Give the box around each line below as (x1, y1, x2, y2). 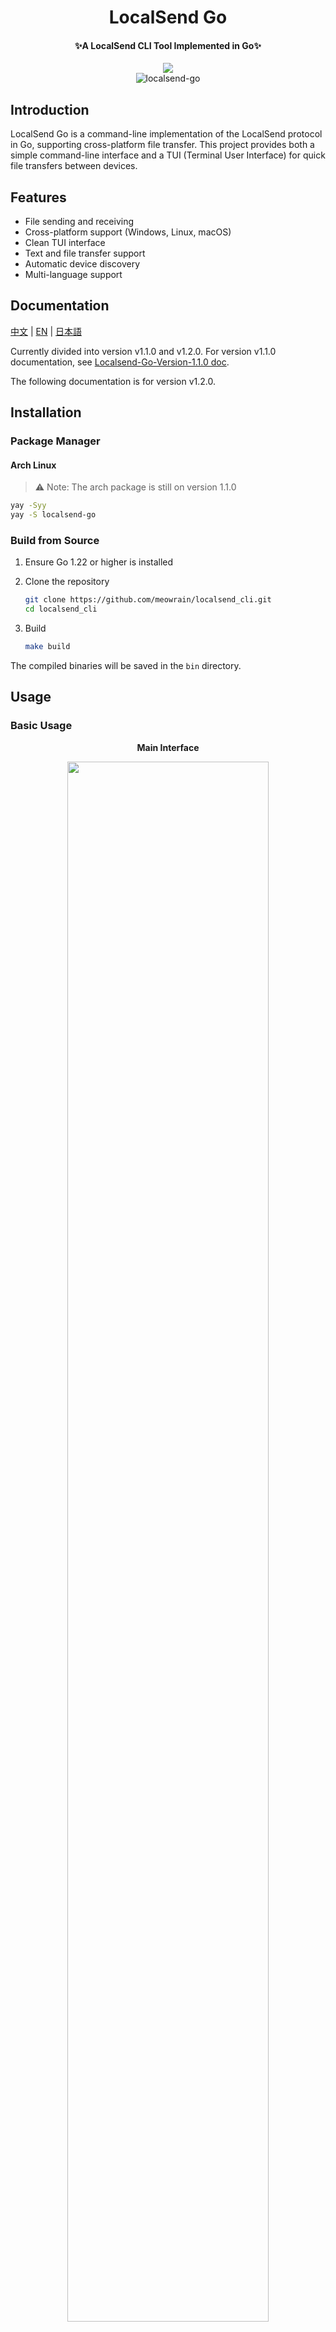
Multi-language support (24, 269, 123, 281)
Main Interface (136, 741, 200, 753)
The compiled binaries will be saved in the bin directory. (10, 660, 242, 672)
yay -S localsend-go (10, 510, 97, 520)
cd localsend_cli (24, 604, 98, 615)
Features (10, 189, 67, 206)
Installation (10, 404, 82, 421)
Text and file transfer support (24, 247, 146, 260)
